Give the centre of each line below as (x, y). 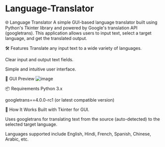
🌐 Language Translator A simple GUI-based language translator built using (81, 22)
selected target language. (31, 124)
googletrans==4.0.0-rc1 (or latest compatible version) (60, 100)
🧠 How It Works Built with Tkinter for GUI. (47, 110)
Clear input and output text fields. (39, 59)
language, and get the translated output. (46, 38)
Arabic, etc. (17, 139)
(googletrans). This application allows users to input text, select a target (79, 33)
